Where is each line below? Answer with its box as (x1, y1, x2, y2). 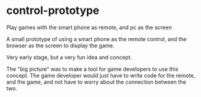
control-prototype (6, 4, 100, 18)
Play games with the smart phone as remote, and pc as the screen (6, 24, 172, 31)
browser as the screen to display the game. (6, 42, 115, 49)
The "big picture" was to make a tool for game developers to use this (6, 65, 179, 73)
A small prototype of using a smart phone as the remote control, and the (6, 35, 187, 42)
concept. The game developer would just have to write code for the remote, (6, 72, 196, 79)
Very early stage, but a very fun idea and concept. (6, 53, 132, 61)
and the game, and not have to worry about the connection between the (6, 78, 186, 85)
